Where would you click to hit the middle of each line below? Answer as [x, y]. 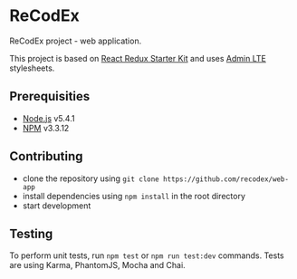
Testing [31, 233]
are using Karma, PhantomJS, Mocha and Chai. [97, 265]
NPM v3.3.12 [46, 128]
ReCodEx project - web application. [76, 41]
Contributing [46, 156]
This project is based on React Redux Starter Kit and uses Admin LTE [138, 58]
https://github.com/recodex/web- [226, 179]
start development [57, 206]
